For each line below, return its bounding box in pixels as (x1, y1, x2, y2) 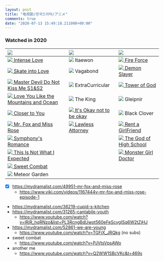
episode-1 (19, 194, 40, 200)
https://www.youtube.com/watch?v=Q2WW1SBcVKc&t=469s (19, 250, 143, 256)
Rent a (124, 121, 140, 128)
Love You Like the (14, 92, 55, 99)
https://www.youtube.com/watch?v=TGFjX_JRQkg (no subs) (19, 229, 141, 235)
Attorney (68, 127, 89, 133)
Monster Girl (124, 149, 153, 155)
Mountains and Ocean (7, 99, 59, 106)
